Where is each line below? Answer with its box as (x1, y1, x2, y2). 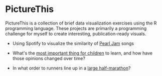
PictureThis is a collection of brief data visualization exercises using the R (5, 20, 157, 26)
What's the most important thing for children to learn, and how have (12, 50, 153, 56)
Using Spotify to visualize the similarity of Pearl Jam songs (12, 40, 134, 46)
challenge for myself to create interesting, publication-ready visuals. (5, 30, 146, 36)
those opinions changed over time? (12, 55, 85, 61)
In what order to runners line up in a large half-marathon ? (12, 65, 131, 71)
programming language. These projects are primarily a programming (5, 25, 147, 31)
